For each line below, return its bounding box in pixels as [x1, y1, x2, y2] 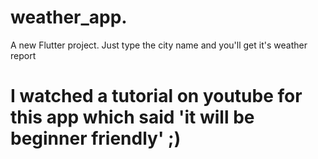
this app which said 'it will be [10, 106, 255, 129]
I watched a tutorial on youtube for [10, 85, 303, 108]
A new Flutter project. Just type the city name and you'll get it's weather [10, 39, 308, 51]
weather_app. [10, 6, 128, 29]
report [10, 49, 37, 61]
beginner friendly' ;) [10, 127, 182, 150]
